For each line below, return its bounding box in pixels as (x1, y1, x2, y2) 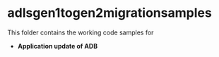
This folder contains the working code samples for (7, 28, 154, 37)
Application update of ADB (17, 42, 97, 50)
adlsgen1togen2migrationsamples (7, 5, 212, 21)
